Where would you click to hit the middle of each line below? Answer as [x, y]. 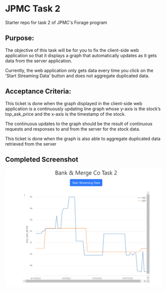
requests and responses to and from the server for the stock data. [73, 129]
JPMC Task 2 [33, 9]
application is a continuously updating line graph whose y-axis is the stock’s [83, 109]
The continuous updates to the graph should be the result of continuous [79, 124]
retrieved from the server [31, 144]
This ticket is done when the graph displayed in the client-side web [74, 103]
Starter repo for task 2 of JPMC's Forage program [56, 22]
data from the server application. [39, 61]
